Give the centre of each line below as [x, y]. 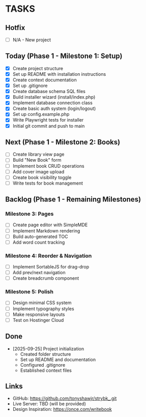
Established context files [46, 370]
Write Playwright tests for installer [48, 120]
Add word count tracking [39, 242]
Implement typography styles [43, 309]
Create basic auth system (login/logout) [54, 109]
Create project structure [38, 68]
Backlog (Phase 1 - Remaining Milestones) [73, 200]
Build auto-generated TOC [40, 236]
